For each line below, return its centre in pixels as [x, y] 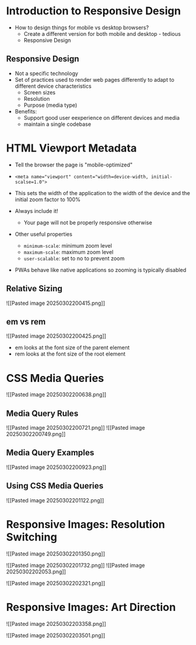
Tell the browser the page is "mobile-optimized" [74, 165]
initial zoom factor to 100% [48, 199]
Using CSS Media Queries [55, 486]
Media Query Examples [50, 453]
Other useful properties [43, 234]
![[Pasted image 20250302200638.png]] [56, 394]
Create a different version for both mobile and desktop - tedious [102, 33]
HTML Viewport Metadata [71, 148]
